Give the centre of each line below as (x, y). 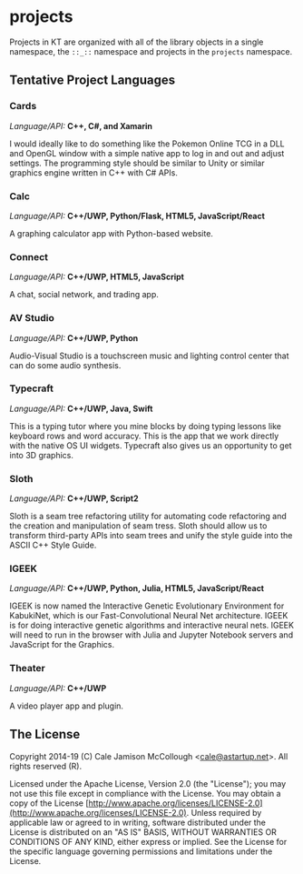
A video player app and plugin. (67, 706)
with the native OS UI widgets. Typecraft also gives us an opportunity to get (151, 445)
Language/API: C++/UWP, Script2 (74, 498)
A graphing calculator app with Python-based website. (111, 233)
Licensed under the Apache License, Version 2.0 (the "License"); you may (148, 783)
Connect (29, 256)
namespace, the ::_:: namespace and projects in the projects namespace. (151, 51)
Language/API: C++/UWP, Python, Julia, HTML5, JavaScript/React (137, 588)
